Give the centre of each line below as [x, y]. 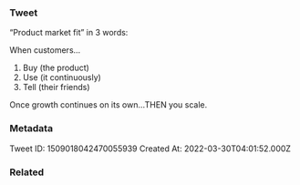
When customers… [45, 50]
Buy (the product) [56, 68]
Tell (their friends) [56, 87]
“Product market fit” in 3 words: [69, 33]
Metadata [31, 128]
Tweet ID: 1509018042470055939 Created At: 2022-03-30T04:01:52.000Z [150, 149]
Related [27, 172]
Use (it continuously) [62, 77]
